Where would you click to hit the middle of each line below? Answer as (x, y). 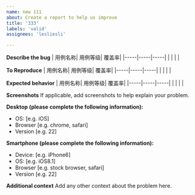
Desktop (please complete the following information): (75, 107)
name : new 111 (24, 12)
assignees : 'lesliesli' (36, 34)
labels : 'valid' (27, 29)
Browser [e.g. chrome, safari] (52, 125)
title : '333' (23, 23)
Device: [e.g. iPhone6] (43, 155)
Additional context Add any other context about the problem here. (89, 186)
